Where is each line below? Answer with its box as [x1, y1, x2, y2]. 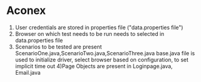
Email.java [15, 69, 41, 76]
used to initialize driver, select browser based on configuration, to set [15, 56, 189, 63]
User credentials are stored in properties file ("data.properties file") [15, 24, 183, 31]
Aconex [6, 4, 46, 18]
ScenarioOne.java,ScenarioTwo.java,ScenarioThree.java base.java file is [15, 49, 196, 56]
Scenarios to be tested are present [15, 43, 102, 50]
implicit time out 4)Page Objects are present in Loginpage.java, [15, 62, 173, 70]
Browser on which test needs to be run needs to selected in [15, 30, 165, 37]
